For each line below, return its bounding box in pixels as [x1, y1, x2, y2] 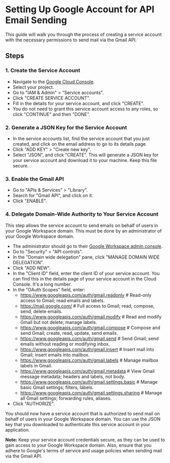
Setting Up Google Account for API [5, 4, 155, 15]
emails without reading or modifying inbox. [20, 341, 110, 347]
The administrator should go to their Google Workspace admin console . [12, 243, 163, 249]
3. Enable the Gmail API [5, 175, 64, 182]
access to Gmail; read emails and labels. [20, 297, 105, 304]
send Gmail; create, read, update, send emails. [20, 330, 118, 336]
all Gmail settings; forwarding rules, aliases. [20, 395, 112, 401]
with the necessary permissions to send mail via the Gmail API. [5, 37, 137, 43]
